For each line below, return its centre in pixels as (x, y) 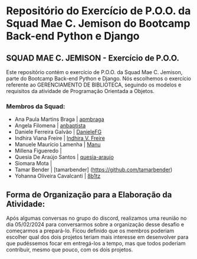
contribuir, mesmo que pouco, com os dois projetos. (70, 250)
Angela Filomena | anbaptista (50, 126)
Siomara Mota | (33, 164)
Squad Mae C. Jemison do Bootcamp (98, 23)
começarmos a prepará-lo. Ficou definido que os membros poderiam (90, 231)
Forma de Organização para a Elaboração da (89, 195)
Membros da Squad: (36, 106)
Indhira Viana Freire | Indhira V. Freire (60, 138)
